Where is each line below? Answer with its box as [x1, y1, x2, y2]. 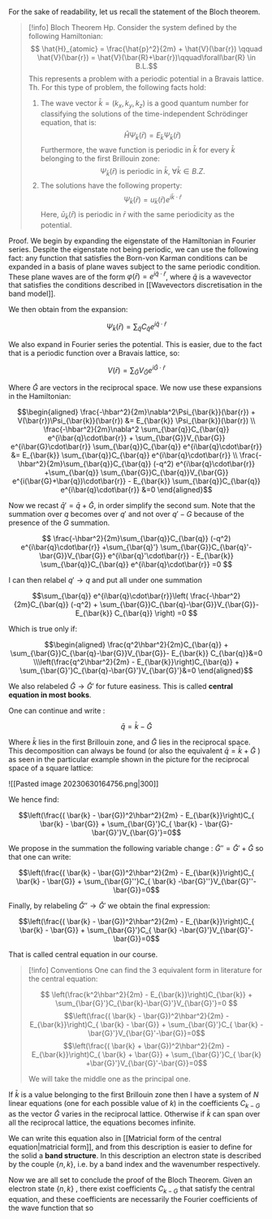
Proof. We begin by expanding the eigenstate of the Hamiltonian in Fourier [8, 236, 257, 245]
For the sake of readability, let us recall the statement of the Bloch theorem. [8, 7, 261, 16]
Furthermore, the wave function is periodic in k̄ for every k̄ [40, 145, 235, 154]
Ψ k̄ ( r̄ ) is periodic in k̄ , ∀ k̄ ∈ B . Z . [100, 166, 205, 178]
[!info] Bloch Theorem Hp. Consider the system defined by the [28, 23, 237, 32]
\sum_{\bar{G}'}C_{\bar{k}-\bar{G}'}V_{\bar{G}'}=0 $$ [55, 999, 238, 1009]
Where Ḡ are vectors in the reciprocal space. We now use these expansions [8, 383, 262, 393]
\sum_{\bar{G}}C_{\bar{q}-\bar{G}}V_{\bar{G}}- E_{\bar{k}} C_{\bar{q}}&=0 [10, 649, 263, 658]
